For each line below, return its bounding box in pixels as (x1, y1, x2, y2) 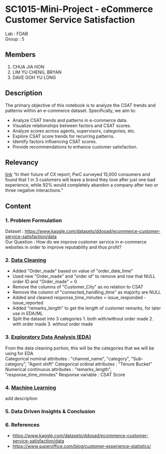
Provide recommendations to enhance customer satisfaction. (12, 143, 138, 149)
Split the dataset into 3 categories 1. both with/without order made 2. (12, 316, 154, 322)
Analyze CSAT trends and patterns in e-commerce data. (12, 117, 128, 123)
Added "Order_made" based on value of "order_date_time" (12, 268, 133, 274)
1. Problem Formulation (5, 216, 62, 223)
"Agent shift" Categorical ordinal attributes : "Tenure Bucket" (27, 361, 153, 367)
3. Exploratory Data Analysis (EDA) (5, 333, 91, 340)
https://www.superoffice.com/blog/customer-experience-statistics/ (12, 443, 151, 449)
